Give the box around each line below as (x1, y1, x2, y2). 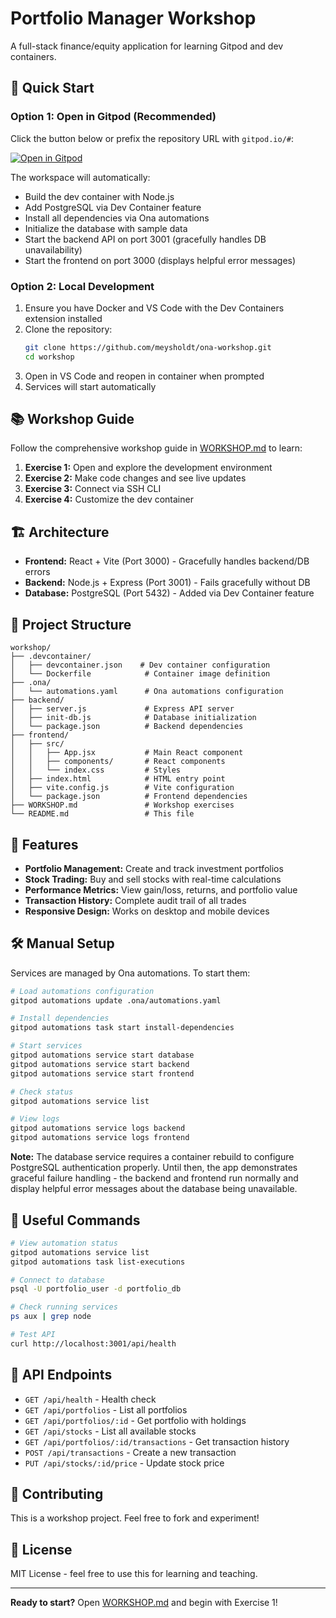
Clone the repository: (24, 323, 113, 335)
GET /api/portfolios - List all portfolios (24, 1403, 188, 1416)
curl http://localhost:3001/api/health (10, 1338, 177, 1349)
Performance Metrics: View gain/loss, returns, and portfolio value (24, 883, 298, 896)
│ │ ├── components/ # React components (10, 757, 226, 767)
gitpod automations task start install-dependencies (10, 1023, 235, 1033)
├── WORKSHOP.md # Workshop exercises (10, 800, 235, 811)
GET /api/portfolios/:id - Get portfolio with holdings (24, 1414, 247, 1426)
